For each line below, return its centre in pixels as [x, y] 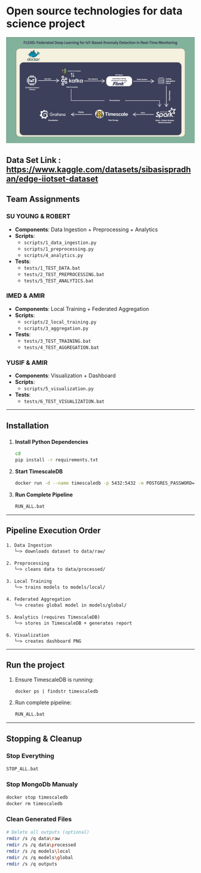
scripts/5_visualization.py [59, 389]
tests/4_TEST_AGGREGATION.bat [62, 348]
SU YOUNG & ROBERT [38, 216]
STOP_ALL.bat [22, 769]
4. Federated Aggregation [38, 599]
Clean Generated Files [39, 819]
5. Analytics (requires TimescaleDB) [53, 617]
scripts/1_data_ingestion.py [60, 243]
